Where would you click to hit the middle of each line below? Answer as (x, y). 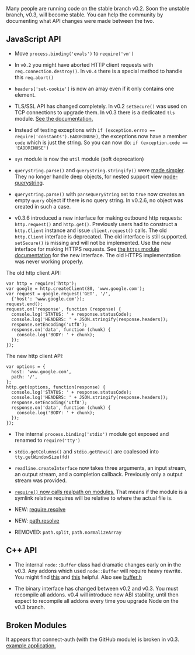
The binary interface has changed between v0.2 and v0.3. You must (96, 588)
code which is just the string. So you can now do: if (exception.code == (101, 142)
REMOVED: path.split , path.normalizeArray (68, 532)
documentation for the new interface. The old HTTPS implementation (97, 255)
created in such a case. (43, 206)
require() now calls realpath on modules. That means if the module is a (101, 492)
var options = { (26, 366)
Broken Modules (36, 625)
